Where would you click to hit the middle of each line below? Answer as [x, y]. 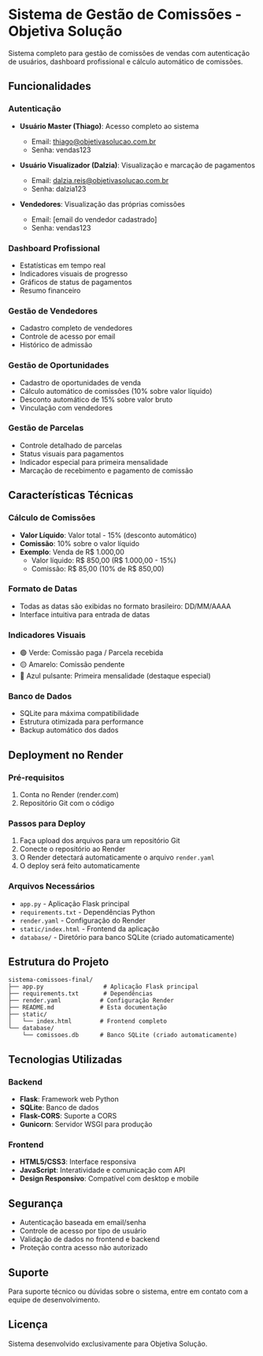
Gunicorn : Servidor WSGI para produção [86, 1124]
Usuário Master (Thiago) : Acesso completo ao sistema [109, 126]
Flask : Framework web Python [69, 1099]
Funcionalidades [50, 86]
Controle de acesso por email [67, 336]
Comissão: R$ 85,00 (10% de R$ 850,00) [98, 568]
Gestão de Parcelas [46, 428]
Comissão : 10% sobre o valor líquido [80, 543]
